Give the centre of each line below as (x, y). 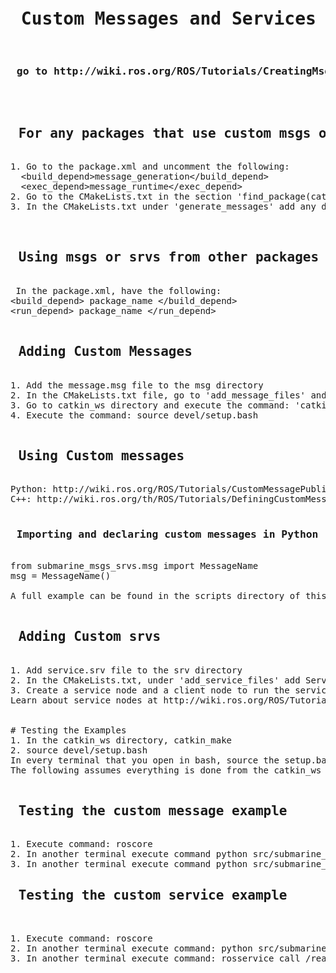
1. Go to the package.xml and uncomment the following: (150, 167)
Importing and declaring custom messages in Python (167, 534)
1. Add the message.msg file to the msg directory (137, 385)
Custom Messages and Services (168, 19)
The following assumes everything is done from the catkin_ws (166, 770)
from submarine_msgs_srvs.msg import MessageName (134, 565)
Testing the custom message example (153, 810)
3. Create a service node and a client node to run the (150, 690)
